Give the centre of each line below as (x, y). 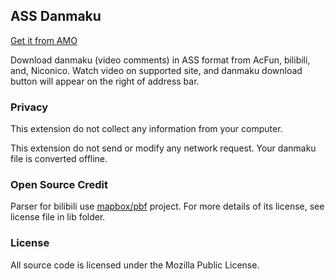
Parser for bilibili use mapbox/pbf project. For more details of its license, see (167, 206)
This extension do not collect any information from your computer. (146, 129)
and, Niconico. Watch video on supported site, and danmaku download (156, 70)
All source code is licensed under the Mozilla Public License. (135, 265)
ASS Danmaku (56, 16)
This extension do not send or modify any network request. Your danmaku (163, 148)
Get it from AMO (44, 40)
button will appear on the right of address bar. (105, 81)
